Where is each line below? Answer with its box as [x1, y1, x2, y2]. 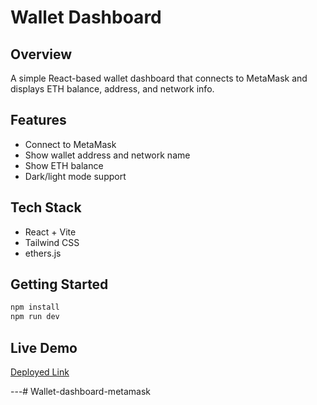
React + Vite [24, 226, 77, 238]
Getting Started [10, 276, 109, 293]
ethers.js [24, 247, 62, 259]
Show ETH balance [24, 159, 104, 171]
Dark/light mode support [24, 170, 127, 182]
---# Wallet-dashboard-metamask [10, 386, 152, 397]
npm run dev [10, 312, 60, 322]
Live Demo [10, 339, 78, 356]
